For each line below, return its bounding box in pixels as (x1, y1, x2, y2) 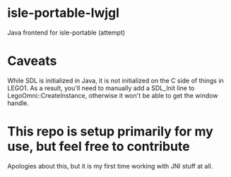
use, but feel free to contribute (7, 139, 190, 154)
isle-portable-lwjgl (7, 5, 120, 21)
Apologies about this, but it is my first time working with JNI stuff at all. (7, 161, 213, 170)
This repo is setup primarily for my (7, 123, 213, 140)
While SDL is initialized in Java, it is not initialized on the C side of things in (7, 76, 224, 85)
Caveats (7, 53, 57, 69)
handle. (7, 99, 30, 107)
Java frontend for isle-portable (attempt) (7, 28, 126, 37)
